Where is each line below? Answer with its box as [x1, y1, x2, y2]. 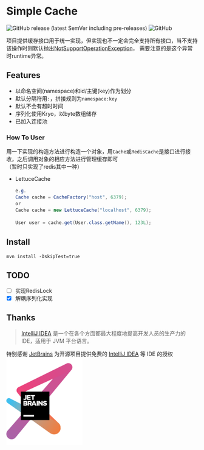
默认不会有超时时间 [15, 102, 64, 110]
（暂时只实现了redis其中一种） [6, 163, 83, 171]
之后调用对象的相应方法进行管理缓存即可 [16, 155, 118, 163]
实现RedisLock [15, 287, 53, 294]
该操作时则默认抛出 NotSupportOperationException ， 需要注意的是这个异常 [6, 44, 193, 52]
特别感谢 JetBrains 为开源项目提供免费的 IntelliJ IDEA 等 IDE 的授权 [6, 350, 173, 357]
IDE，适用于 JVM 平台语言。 [21, 337, 93, 345]
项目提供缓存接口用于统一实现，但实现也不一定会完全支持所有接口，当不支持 [6, 37, 198, 44]
